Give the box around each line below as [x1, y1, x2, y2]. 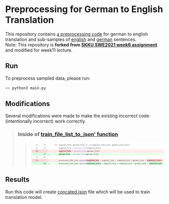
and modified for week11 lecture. [5, 47, 73, 53]
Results [5, 175, 30, 184]
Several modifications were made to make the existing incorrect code [5, 113, 150, 119]
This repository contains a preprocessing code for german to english [5, 31, 148, 37]
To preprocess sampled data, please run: [5, 75, 91, 81]
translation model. [5, 194, 43, 200]
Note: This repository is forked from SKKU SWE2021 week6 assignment [5, 41, 157, 47]
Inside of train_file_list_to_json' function [17, 131, 119, 138]
